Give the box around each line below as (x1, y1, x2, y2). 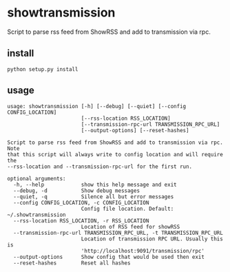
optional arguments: (7, 175, 67, 182)
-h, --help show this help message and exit (13, 181, 177, 188)
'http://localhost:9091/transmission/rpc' (81, 247, 205, 254)
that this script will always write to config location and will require (7, 151, 224, 158)
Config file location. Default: (81, 205, 174, 212)
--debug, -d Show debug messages (13, 187, 140, 194)
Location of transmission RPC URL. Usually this (81, 236, 224, 242)
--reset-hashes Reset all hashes (13, 260, 131, 266)
